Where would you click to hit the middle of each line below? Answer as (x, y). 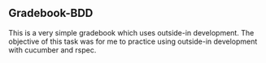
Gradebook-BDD (51, 13)
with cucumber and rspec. (52, 50)
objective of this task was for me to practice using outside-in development (133, 41)
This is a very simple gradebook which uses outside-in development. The (131, 32)
